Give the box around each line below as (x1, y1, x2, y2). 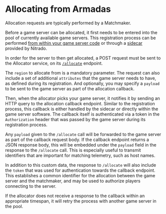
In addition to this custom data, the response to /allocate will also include (5, 162, 156, 168)
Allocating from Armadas (5, 3, 111, 15)
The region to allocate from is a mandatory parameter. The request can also (5, 70, 160, 75)
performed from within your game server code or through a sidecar (5, 40, 143, 46)
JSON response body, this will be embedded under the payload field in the (5, 142, 157, 147)
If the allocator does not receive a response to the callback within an (5, 193, 145, 199)
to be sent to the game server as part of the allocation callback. (5, 85, 135, 91)
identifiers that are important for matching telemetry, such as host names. (5, 152, 156, 158)
